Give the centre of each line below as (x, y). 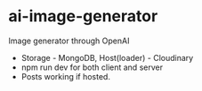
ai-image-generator (83, 16)
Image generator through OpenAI (69, 41)
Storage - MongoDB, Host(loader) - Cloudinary (107, 57)
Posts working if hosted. (65, 76)
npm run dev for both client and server (92, 67)
